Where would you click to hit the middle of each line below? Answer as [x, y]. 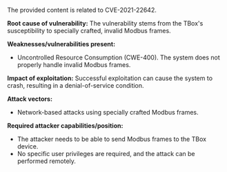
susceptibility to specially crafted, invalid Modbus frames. [89, 31]
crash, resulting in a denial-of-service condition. [76, 85]
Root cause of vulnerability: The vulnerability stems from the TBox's [105, 23]
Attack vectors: [30, 99]
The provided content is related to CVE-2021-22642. [82, 10]
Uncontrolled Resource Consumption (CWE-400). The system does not [119, 57]
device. [28, 146]
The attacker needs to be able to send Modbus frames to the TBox [112, 139]
